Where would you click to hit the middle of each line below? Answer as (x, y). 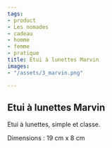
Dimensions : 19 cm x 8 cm (46, 138)
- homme (19, 40)
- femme (19, 47)
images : (19, 66)
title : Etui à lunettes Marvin (53, 60)
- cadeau (20, 33)
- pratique (23, 54)
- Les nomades (28, 27)
